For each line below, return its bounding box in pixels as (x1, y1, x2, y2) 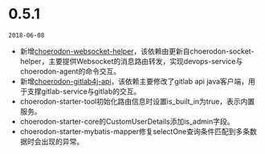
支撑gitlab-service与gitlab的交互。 (26, 86, 141, 96)
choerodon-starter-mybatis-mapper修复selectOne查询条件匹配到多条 (19, 126, 251, 136)
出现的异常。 (41, 136, 84, 146)
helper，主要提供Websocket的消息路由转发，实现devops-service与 (19, 56, 243, 66)
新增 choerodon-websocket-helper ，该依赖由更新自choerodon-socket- (19, 46, 255, 56)
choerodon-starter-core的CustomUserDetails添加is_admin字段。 (19, 116, 234, 126)
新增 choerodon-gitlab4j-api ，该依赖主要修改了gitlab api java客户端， (19, 76, 249, 86)
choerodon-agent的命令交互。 (19, 66, 121, 76)
